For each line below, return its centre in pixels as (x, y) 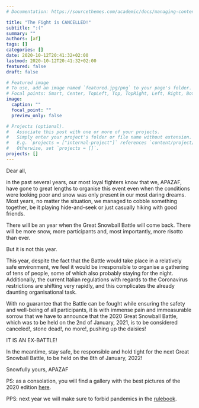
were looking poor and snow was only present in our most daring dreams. (96, 195)
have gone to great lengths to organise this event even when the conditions (98, 188)
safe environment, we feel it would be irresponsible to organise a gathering (97, 266)
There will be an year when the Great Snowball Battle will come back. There (99, 225)
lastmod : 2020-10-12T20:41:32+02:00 (51, 61)
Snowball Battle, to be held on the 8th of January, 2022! (74, 358)
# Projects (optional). (36, 126)
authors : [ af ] (24, 39)
